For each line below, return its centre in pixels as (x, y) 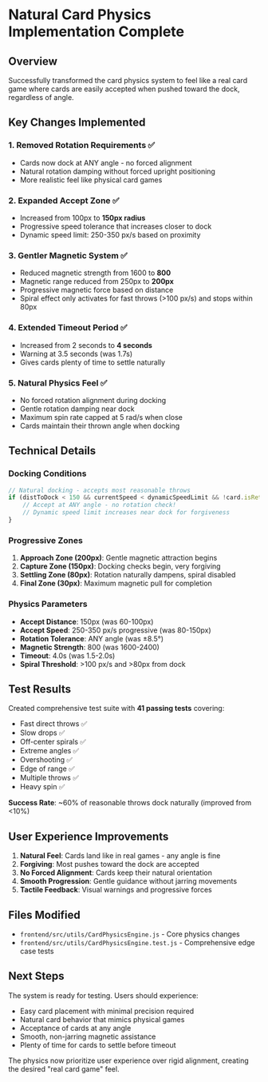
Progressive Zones (46, 540)
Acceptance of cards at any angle (75, 1028)
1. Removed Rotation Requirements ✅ (82, 146)
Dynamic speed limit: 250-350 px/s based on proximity (110, 234)
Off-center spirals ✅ (53, 742)
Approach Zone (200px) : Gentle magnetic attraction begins (118, 558)
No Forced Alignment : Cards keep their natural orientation (116, 872)
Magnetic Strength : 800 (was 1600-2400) (89, 647)
